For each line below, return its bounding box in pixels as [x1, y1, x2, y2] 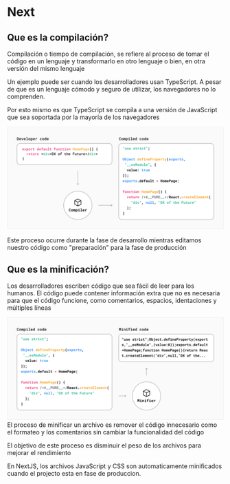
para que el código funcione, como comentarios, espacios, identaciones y [7, 297, 217, 305]
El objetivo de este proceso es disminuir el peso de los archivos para [7, 441, 201, 450]
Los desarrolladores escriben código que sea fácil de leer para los [7, 282, 194, 290]
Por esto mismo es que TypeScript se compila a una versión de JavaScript [7, 106, 218, 114]
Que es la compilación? [7, 32, 108, 43]
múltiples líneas [7, 304, 51, 312]
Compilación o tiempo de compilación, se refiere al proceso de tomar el [7, 50, 209, 58]
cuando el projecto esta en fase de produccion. [7, 470, 141, 478]
